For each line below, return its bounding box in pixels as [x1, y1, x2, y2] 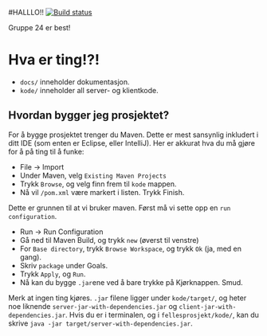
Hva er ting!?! [8, 51, 100, 69]
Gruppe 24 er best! [8, 23, 71, 32]
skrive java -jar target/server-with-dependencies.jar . [8, 318, 193, 328]
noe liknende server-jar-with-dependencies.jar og [8, 301, 178, 311]
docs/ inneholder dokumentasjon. [19, 76, 130, 87]
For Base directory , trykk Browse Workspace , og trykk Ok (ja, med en [19, 244, 241, 253]
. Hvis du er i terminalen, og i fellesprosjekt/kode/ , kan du [65, 310, 259, 319]
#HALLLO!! [8, 8, 45, 17]
